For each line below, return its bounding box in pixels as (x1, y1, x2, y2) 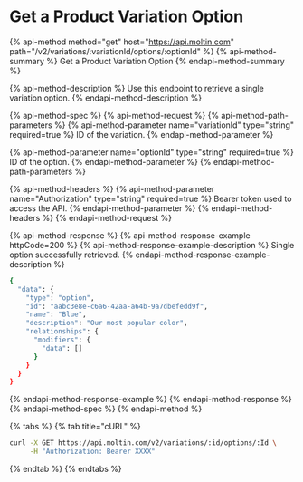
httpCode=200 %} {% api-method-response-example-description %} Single (9, 239, 295, 250)
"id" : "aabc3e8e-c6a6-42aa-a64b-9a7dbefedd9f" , (25, 302, 208, 311)
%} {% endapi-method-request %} (42, 212, 172, 223)
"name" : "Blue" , (25, 310, 88, 319)
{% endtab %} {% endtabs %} (9, 464, 122, 475)
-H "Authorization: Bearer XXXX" (29, 447, 156, 457)
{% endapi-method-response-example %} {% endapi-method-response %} (9, 394, 292, 405)
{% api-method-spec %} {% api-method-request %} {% (9, 110, 220, 120)
